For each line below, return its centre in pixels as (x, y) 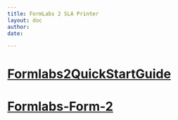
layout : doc (25, 20)
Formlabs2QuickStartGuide (89, 74)
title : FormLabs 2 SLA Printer (53, 14)
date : (15, 33)
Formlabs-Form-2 (61, 106)
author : (19, 27)
